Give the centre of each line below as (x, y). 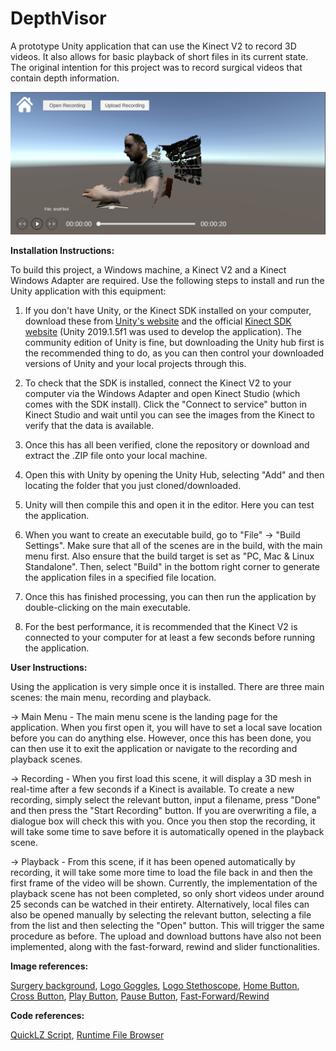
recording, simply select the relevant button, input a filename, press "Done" (166, 799)
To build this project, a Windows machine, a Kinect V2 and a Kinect (148, 269)
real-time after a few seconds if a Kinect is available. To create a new (152, 789)
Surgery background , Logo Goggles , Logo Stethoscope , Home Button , (155, 985)
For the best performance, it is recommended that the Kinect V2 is (161, 626)
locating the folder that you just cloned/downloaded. (133, 485)
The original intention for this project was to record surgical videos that (156, 67)
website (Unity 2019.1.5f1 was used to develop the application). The (163, 331)
